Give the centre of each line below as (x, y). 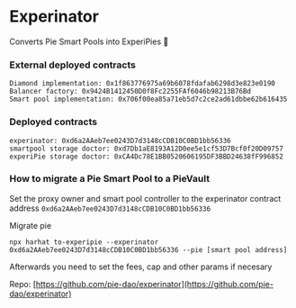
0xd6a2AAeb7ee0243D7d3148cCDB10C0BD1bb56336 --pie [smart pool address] (148, 249)
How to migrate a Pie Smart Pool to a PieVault (109, 179)
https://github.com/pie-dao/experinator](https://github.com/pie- (155, 284)
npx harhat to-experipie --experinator (84, 242)
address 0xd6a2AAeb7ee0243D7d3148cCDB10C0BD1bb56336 (110, 208)
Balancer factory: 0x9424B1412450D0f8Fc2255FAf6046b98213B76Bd (130, 92)
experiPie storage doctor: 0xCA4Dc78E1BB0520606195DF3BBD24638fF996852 (146, 156)
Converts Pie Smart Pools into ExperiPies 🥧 (89, 41)
